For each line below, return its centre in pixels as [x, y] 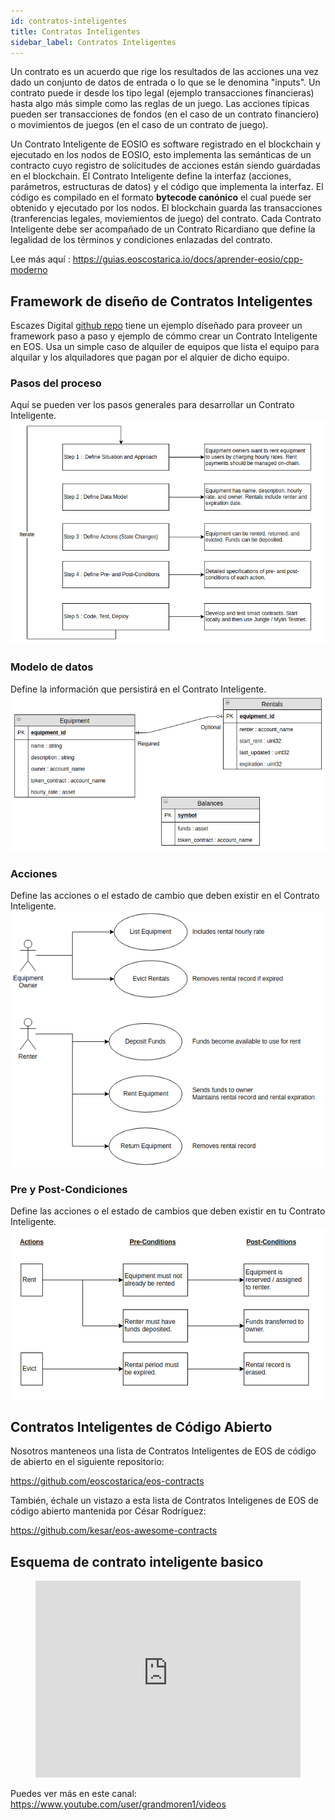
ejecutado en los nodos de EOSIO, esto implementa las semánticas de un [161, 155]
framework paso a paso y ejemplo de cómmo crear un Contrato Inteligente [164, 336]
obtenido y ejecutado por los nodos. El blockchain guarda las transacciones [166, 208]
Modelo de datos [52, 667]
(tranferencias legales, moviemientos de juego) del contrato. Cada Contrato [166, 219]
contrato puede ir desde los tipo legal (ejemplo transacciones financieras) [162, 93]
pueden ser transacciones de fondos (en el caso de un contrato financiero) [165, 114]
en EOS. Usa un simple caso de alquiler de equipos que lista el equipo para [165, 347]
